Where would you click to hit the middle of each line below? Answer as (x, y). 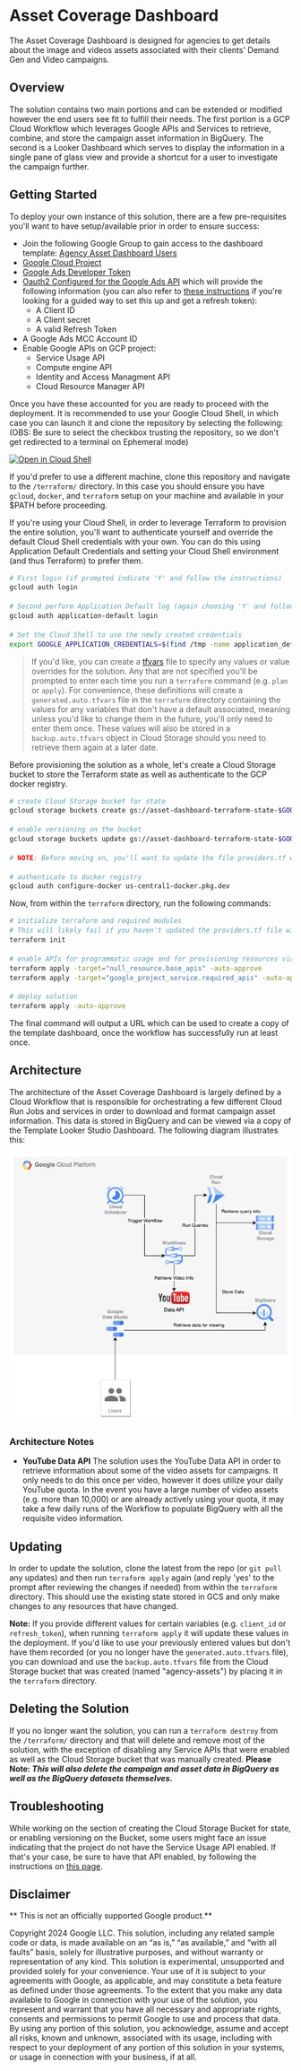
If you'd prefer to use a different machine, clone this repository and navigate (150, 476)
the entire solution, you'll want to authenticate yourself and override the (141, 532)
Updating (36, 1547)
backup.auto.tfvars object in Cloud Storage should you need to (149, 737)
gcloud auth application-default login (84, 616)
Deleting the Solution (69, 1709)
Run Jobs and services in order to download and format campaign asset (142, 1111)
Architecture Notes (52, 1441)
